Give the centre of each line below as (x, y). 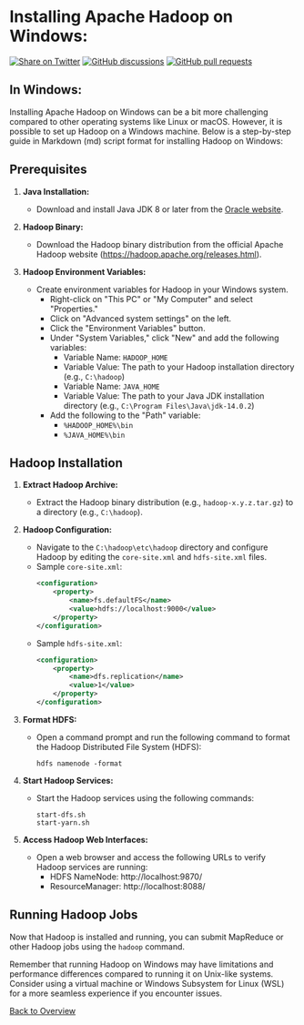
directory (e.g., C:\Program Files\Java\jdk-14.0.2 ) (159, 405)
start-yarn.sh (63, 822)
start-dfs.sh (61, 815)
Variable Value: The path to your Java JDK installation (164, 396)
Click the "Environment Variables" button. (128, 328)
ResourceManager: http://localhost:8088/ (128, 886)
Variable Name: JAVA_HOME (111, 386)
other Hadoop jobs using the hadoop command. (97, 946)
